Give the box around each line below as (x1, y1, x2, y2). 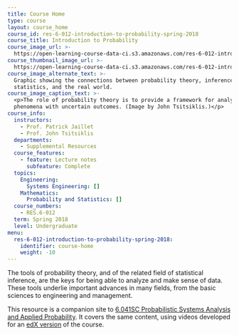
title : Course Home (7, 10, 65, 18)
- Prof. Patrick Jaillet (20, 123, 94, 130)
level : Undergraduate (14, 222, 78, 230)
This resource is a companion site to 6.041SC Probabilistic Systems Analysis (7, 305, 231, 314)
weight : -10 (20, 249, 55, 257)
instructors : (14, 116, 53, 123)
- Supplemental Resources (20, 143, 97, 150)
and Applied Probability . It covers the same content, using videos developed (7, 313, 231, 321)
